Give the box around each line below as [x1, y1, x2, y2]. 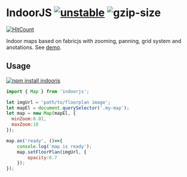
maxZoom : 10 [11, 121, 39, 128]
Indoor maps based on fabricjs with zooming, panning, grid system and [6, 37, 182, 44]
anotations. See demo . [6, 44, 62, 51]
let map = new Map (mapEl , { [6, 111, 76, 117]
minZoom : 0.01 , [11, 116, 47, 122]
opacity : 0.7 [27, 154, 58, 161]
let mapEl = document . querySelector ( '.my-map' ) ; [6, 105, 130, 111]
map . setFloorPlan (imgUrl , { [17, 149, 87, 155]
